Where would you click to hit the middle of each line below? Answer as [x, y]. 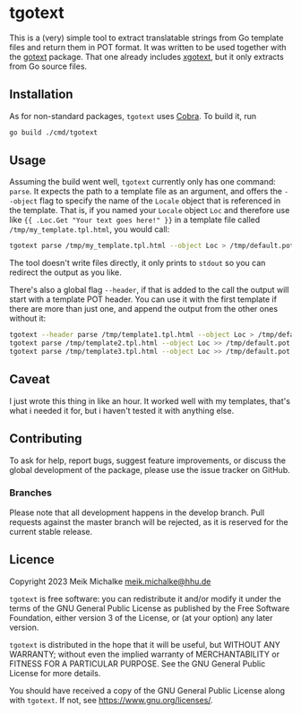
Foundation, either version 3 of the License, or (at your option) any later [141, 617]
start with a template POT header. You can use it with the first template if [143, 299]
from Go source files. [48, 66]
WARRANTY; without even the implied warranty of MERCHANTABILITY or [145, 654]
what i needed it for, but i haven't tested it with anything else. [122, 410]
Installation [41, 95]
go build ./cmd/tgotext [54, 133]
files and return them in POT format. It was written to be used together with [148, 47]
